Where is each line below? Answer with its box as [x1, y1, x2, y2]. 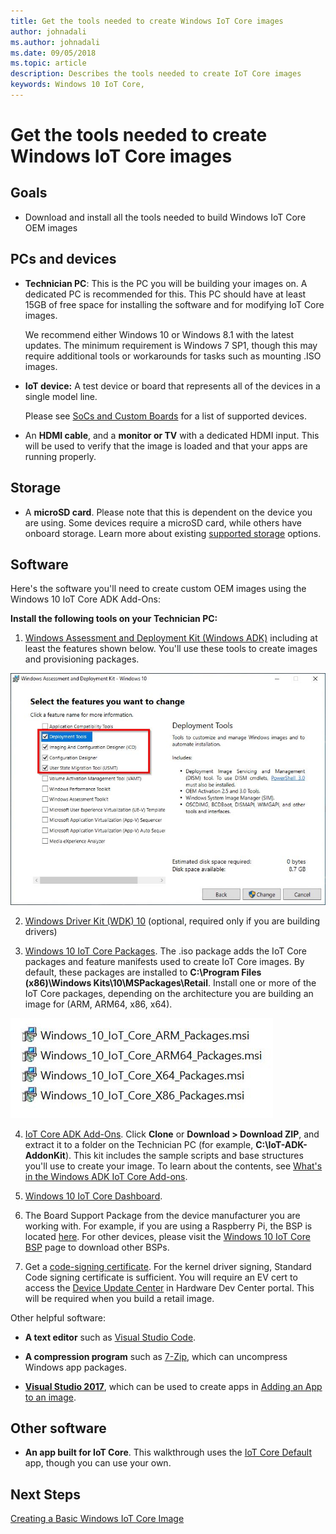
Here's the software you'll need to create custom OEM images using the [10, 583, 307, 595]
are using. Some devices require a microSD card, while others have [24, 516, 303, 529]
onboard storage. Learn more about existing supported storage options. [24, 527, 322, 539]
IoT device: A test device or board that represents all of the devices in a [24, 380, 321, 392]
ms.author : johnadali [10, 37, 101, 47]
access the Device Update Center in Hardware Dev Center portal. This [24, 1281, 315, 1294]
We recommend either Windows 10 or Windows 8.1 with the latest [24, 328, 295, 340]
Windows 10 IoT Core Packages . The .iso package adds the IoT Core [24, 945, 307, 957]
